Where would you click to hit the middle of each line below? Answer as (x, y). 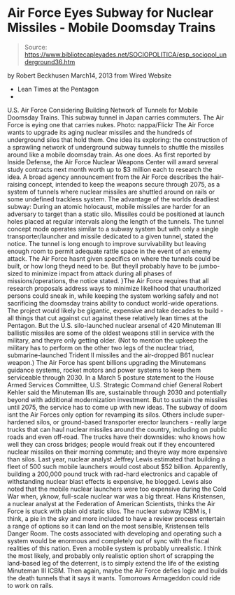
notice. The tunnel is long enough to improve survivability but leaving (107, 243)
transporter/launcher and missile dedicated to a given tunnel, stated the (110, 236)
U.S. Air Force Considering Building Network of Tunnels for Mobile (102, 110)
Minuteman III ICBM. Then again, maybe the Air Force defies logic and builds (117, 571)
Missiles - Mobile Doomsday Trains (112, 28)
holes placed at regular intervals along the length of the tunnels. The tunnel (115, 221)
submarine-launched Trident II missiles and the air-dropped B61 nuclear (111, 355)
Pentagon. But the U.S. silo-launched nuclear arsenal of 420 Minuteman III (114, 325)
